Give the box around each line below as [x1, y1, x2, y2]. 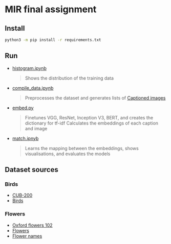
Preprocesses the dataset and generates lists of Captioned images [25, 94, 166, 101]
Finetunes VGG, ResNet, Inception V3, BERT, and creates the [25, 114, 154, 120]
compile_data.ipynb [12, 85, 54, 91]
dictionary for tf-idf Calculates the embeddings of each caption [25, 120, 159, 126]
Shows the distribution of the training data [25, 75, 114, 81]
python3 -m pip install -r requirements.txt [5, 37, 101, 42]
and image [25, 125, 48, 131]
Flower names [12, 233, 42, 239]
